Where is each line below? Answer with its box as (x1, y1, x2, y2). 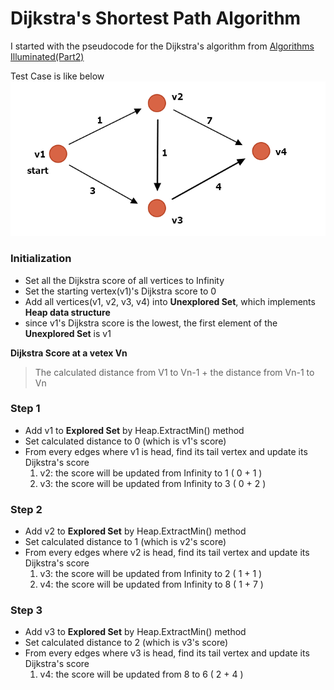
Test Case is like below (10, 70, 105, 82)
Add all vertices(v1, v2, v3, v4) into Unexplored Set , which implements (24, 295, 316, 307)
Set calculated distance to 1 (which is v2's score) (24, 536, 227, 548)
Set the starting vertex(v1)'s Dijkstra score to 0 (24, 285, 217, 297)
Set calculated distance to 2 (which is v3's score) (24, 637, 229, 649)
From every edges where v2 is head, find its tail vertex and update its (24, 547, 310, 559)
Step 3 (10, 603, 43, 617)
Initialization (10, 252, 72, 266)
